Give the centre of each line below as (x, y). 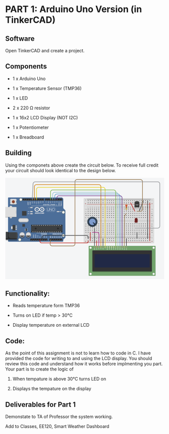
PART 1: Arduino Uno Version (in (74, 9)
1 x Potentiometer (31, 127)
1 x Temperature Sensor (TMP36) (47, 88)
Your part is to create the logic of (40, 369)
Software (20, 39)
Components (26, 66)
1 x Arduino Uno (29, 79)
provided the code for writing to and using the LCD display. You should (79, 358)
